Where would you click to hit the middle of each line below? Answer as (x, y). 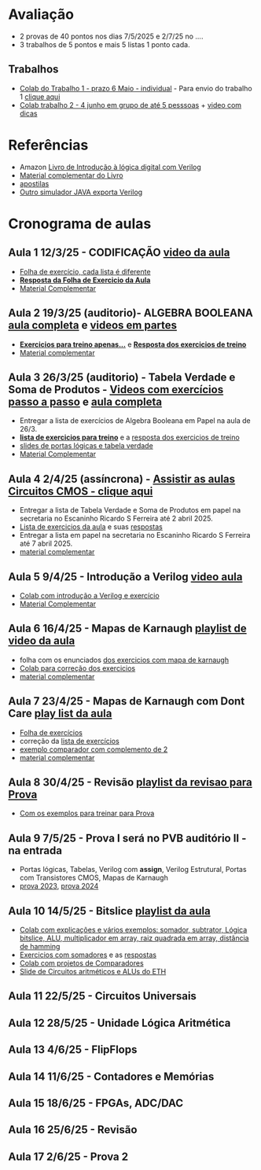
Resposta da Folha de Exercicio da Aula (85, 280)
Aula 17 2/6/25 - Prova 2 (68, 1156)
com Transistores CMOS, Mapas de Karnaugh (94, 877)
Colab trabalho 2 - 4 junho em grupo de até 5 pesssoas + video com (130, 105)
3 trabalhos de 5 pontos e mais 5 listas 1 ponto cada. (105, 44)
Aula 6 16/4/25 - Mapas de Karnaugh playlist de (127, 629)
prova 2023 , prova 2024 (59, 886)
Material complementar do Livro (71, 175)
